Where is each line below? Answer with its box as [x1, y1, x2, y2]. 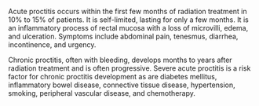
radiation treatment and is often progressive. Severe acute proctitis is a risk [8, 64, 251, 73]
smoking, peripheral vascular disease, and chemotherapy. [8, 89, 196, 97]
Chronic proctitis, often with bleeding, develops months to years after [8, 55, 233, 64]
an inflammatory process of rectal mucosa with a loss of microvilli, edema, [8, 24, 249, 32]
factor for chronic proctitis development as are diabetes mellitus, [8, 72, 217, 81]
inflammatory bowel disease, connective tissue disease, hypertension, [8, 80, 235, 90]
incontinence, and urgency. [8, 40, 97, 49]
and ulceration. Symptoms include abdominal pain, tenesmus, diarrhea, [8, 31, 239, 41]
